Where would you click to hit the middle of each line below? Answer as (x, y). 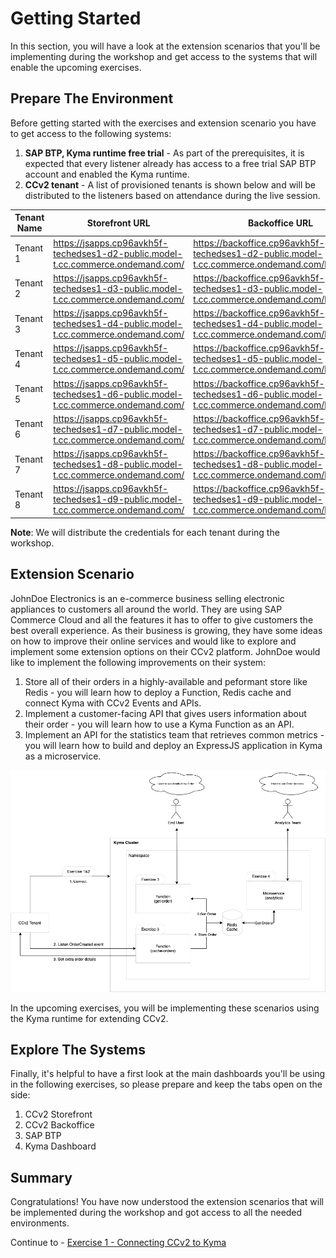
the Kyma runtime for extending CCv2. (89, 1018)
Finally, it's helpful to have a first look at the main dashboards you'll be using (168, 1074)
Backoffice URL (280, 223)
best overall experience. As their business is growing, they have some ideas (166, 630)
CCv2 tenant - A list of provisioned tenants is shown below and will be (170, 184)
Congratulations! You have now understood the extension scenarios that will (167, 1202)
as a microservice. (63, 756)
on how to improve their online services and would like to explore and (153, 641)
